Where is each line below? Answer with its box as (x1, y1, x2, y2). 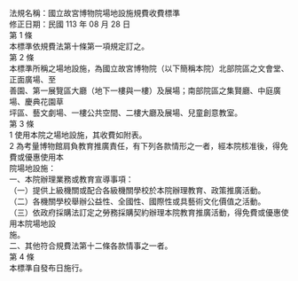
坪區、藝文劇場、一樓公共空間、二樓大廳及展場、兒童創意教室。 (9, 107, 242, 118)
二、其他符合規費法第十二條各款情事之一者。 (9, 240, 173, 251)
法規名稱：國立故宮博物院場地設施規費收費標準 (9, 8, 180, 18)
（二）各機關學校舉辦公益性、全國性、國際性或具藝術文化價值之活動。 (9, 196, 266, 207)
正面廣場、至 (9, 74, 56, 84)
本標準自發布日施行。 (9, 262, 87, 273)
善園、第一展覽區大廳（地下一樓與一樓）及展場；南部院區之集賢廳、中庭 (9, 85, 273, 96)
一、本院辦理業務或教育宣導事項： (9, 174, 134, 184)
